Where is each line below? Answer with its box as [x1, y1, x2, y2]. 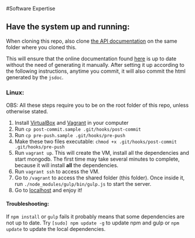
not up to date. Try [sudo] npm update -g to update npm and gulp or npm [6, 219, 180, 226]
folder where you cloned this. [6, 43, 77, 50]
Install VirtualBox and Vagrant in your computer [14, 120, 129, 127]
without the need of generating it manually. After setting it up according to [6, 61, 184, 68]
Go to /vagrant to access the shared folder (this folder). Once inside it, [14, 174, 185, 181]
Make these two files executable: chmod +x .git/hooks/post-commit [14, 138, 177, 145]
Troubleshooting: [6, 200, 50, 207]
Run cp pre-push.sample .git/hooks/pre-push [14, 132, 126, 139]
